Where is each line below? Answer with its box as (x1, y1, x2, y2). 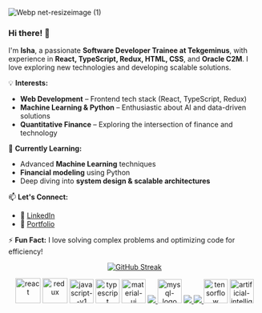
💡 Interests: (8, 78, 48, 88)
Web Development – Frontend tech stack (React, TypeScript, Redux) (19, 94, 247, 104)
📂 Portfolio (19, 219, 55, 229)
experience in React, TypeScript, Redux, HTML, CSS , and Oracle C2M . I (8, 54, 248, 64)
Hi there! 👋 (8, 27, 50, 38)
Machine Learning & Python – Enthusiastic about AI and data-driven (19, 102, 247, 112)
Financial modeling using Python (19, 168, 131, 178)
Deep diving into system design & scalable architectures (19, 176, 211, 186)
